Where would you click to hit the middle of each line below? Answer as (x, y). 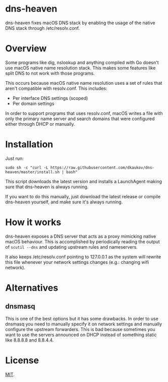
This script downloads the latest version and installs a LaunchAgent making (84, 181)
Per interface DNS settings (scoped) (50, 98)
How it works (33, 222)
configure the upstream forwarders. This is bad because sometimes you (80, 329)
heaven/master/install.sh (32, 172)
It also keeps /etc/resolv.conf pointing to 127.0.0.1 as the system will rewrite (83, 257)
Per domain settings (33, 103)
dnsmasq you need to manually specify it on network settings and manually (84, 324)
